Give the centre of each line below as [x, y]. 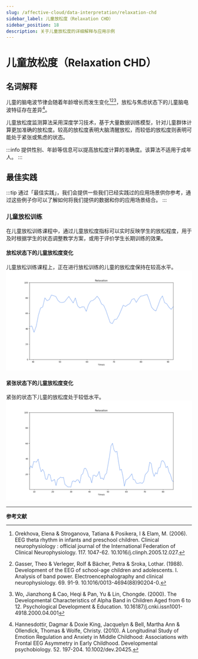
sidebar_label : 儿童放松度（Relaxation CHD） [60, 19]
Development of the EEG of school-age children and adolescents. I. [96, 570]
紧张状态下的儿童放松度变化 [40, 383]
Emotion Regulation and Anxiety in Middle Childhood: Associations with [101, 637]
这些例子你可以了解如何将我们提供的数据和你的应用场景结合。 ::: [89, 200]
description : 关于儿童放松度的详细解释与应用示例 [61, 31]
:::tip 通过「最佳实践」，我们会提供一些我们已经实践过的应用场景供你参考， [96, 193]
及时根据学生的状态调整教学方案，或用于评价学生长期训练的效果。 [86, 238]
